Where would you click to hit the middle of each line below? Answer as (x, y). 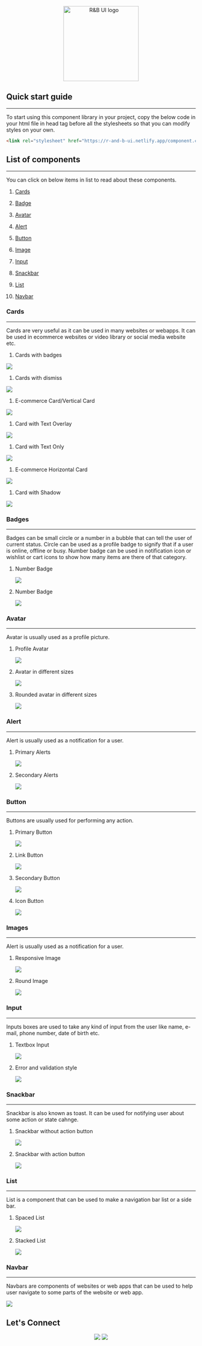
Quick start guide (39, 97)
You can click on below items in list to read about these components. (91, 180)
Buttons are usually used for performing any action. (70, 820)
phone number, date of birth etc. (59, 1033)
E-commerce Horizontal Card (51, 470)
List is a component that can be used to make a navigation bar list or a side (99, 1200)
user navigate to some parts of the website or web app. (75, 1292)
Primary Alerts (33, 752)
